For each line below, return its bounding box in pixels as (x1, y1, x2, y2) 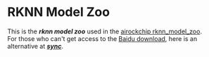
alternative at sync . (7, 42, 63, 50)
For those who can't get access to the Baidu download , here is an (7, 34, 198, 42)
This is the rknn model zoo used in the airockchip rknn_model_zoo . (7, 27, 203, 35)
